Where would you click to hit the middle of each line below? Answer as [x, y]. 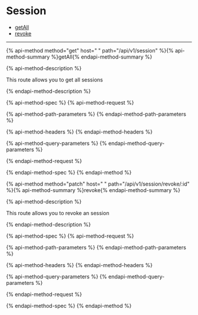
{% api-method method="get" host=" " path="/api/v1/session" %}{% [90, 50]
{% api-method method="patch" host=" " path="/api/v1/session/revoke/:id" [98, 184]
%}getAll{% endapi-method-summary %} [102, 57]
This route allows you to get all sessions [55, 79]
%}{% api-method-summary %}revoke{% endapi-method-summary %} [93, 190]
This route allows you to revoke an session [58, 213]
